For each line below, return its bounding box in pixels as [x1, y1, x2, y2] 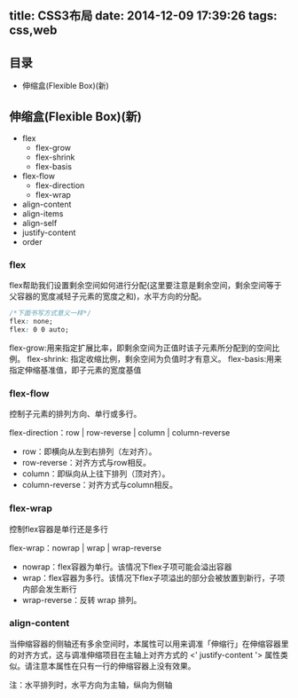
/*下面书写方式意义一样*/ [9, 309, 91, 318]
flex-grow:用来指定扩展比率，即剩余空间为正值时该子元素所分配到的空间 [9, 342, 272, 353]
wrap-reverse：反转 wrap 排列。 [21, 594, 142, 605]
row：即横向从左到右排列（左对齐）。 [21, 446, 157, 457]
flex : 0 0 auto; [9, 325, 69, 334]
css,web [9, 23, 58, 38]
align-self [21, 218, 58, 229]
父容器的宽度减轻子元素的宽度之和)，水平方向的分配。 [9, 291, 207, 302]
